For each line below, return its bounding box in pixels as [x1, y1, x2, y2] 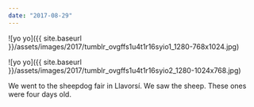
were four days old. [8, 89, 71, 99]
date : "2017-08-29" [8, 11, 73, 20]
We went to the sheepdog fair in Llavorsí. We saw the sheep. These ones [8, 81, 247, 90]
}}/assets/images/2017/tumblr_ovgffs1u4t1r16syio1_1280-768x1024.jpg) [8, 41, 240, 52]
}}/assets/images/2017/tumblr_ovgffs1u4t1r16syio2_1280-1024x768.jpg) [8, 65, 241, 75]
